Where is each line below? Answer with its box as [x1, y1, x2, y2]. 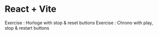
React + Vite [4, 3, 57, 15]
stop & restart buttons [4, 25, 49, 31]
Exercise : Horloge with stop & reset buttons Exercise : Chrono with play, [4, 20, 153, 26]
